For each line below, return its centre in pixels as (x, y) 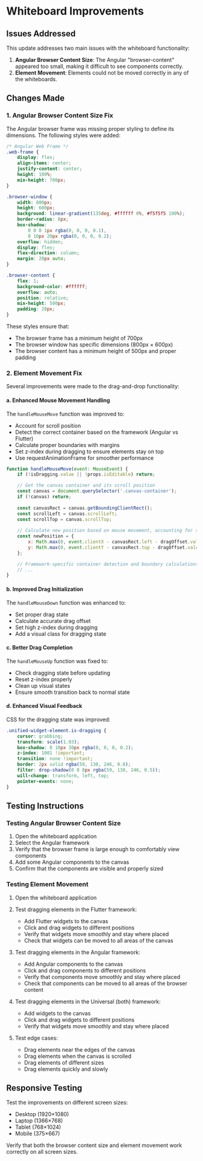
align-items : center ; (44, 163)
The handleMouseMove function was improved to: (66, 414)
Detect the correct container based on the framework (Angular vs (96, 432)
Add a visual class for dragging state (61, 634)
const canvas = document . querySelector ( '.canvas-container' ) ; (97, 491)
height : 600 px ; (36, 208)
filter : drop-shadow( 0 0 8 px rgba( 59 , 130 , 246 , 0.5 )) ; (89, 770)
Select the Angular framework (52, 843)
